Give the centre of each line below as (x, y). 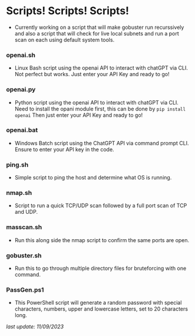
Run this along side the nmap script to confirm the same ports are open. (102, 240)
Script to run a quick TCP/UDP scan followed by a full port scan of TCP (101, 205)
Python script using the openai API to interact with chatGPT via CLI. (96, 102)
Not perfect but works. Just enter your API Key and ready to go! (92, 74)
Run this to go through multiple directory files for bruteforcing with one (100, 268)
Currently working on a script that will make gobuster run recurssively (99, 27)
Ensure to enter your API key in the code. (64, 149)
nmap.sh (19, 193)
